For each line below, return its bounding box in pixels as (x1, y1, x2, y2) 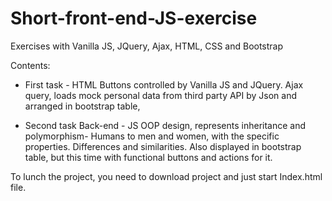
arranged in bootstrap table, (24, 100, 141, 112)
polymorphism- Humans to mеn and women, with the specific (24, 130, 280, 142)
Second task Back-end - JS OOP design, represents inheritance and (24, 119, 307, 131)
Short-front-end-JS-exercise (10, 7, 258, 30)
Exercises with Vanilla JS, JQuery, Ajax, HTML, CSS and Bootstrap (10, 40, 284, 52)
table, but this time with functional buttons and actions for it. (24, 151, 273, 163)
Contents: (10, 59, 51, 71)
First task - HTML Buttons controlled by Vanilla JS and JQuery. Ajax (24, 78, 304, 91)
